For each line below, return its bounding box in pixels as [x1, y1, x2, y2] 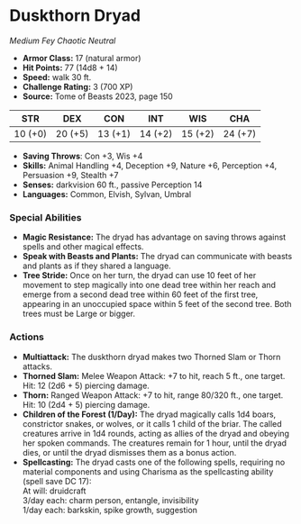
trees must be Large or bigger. [22, 308, 136, 320]
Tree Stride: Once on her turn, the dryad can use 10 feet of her [22, 270, 257, 281]
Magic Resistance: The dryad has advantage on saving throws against [22, 231, 287, 243]
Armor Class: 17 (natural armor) [22, 52, 141, 63]
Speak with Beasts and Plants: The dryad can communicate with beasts [22, 251, 293, 262]
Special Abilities [9, 211, 82, 223]
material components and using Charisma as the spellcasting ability [22, 465, 274, 477]
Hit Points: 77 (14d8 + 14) [22, 62, 119, 73]
